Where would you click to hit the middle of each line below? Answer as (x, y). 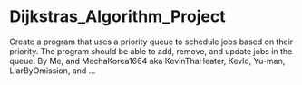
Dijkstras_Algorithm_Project (117, 17)
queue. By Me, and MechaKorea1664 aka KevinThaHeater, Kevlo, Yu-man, (147, 61)
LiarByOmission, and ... (53, 71)
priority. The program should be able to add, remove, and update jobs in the (151, 51)
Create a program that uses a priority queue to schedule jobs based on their (151, 42)
